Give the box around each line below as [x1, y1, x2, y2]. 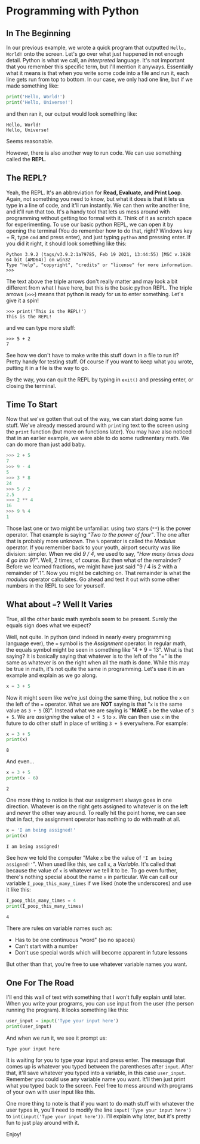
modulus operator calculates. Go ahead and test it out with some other [6, 576, 180, 583]
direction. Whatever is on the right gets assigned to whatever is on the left [6, 803, 188, 810]
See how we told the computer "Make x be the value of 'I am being [6, 854, 173, 861]
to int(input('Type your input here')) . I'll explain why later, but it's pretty [6, 1113, 191, 1120]
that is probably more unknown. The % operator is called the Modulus [6, 537, 176, 544]
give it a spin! [6, 297, 39, 304]
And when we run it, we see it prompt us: [6, 1034, 107, 1041]
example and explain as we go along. [6, 672, 97, 679]
